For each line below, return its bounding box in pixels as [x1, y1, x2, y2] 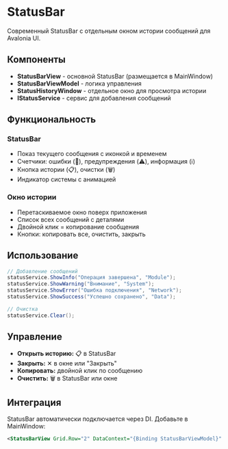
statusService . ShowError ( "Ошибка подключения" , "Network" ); [7, 287, 183, 294]
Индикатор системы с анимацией [16, 175, 116, 183]
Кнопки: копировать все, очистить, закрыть [16, 230, 146, 238]
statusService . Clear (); [7, 312, 75, 319]
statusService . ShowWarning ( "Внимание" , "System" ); [7, 281, 155, 287]
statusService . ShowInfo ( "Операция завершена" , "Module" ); [7, 274, 176, 281]
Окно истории [7, 192, 57, 202]
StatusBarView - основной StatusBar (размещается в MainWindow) [16, 72, 214, 80]
